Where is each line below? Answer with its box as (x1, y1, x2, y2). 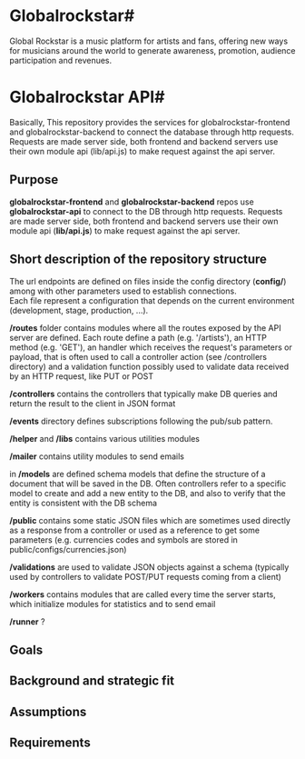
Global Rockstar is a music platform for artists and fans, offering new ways (9, 35, 289, 46)
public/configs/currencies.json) (9, 544, 127, 554)
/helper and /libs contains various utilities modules (9, 433, 200, 444)
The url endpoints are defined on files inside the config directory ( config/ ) (9, 275, 287, 286)
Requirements (9, 735, 91, 751)
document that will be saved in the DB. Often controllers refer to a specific (9, 478, 287, 489)
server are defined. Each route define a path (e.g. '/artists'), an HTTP (9, 332, 268, 343)
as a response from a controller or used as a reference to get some (9, 524, 261, 535)
